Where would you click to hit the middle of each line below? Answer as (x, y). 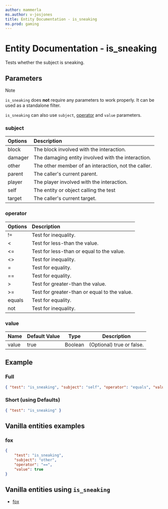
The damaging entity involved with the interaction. (92, 157)
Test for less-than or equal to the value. (78, 251)
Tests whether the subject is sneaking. (45, 63)
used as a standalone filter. (33, 105)
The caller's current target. (65, 199)
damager (18, 157)
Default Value (43, 336)
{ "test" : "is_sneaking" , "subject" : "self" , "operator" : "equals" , (78, 387)
